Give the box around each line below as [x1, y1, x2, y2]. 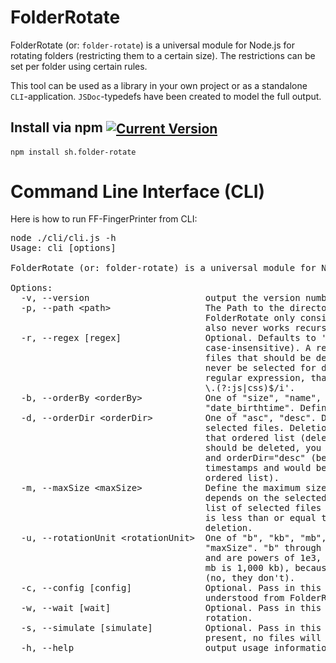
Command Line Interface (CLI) [10, 180, 266, 203]
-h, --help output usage [20, 642, 270, 654]
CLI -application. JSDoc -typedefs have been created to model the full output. [10, 90, 322, 102]
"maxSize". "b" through [204, 542, 322, 554]
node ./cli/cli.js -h [10, 232, 117, 244]
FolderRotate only [204, 312, 296, 324]
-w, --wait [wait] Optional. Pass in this [20, 602, 322, 614]
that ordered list [204, 432, 296, 444]
